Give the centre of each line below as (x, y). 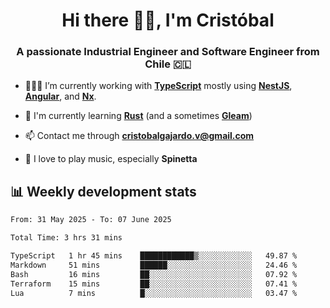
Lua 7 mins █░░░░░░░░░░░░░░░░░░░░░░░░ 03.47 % (154, 293)
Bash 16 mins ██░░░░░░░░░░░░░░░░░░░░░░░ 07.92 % (154, 274)
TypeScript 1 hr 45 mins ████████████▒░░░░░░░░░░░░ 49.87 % (154, 256)
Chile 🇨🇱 (168, 64)
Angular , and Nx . (60, 96)
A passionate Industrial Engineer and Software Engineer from (168, 52)
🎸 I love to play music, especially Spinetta (111, 159)
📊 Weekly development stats (103, 191)
